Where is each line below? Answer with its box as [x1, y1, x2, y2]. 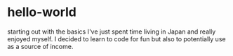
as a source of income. [7, 42, 74, 50]
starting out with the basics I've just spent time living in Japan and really [7, 27, 216, 36]
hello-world [7, 4, 77, 20]
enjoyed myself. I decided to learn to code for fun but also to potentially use [7, 34, 226, 43]
